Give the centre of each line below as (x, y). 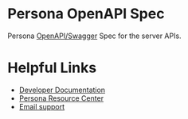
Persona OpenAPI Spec (86, 14)
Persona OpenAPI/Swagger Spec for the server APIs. (94, 36)
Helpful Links (52, 68)
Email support (42, 106)
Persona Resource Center (61, 98)
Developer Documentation (62, 90)
